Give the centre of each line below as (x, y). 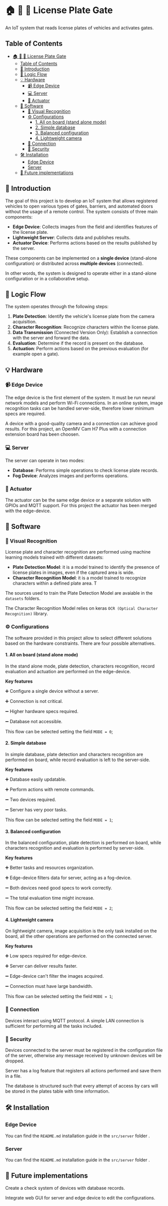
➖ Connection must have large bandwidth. (49, 986)
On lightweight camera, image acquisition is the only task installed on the (81, 931)
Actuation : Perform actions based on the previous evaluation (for (80, 349)
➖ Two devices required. (31, 800)
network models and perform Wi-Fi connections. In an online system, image (84, 403)
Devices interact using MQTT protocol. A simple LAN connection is (75, 1020)
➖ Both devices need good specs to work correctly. (59, 888)
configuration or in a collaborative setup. (47, 278)
